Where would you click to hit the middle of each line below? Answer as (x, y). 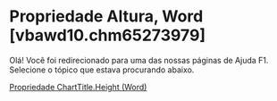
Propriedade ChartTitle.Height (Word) (78, 87)
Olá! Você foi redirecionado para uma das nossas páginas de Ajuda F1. (139, 60)
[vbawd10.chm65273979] (108, 35)
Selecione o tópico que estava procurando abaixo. (102, 70)
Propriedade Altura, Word (106, 17)
